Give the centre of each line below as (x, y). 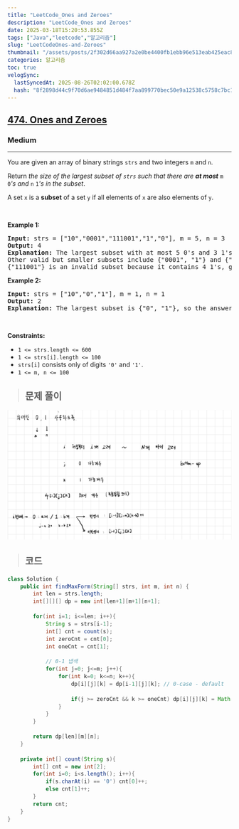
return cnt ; (51, 804)
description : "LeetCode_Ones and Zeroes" (70, 22)
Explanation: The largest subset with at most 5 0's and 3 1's (120, 253)
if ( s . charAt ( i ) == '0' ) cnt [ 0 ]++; (96, 782)
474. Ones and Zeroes (57, 120)
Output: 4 (24, 246)
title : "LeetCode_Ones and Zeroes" (60, 15)
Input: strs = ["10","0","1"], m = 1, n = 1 (86, 294)
